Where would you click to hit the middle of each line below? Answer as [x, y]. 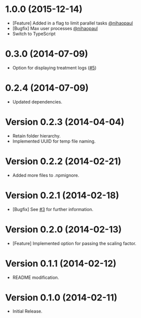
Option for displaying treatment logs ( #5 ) [54, 67]
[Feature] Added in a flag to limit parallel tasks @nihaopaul [73, 23]
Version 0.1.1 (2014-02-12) [61, 263]
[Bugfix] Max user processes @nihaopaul [55, 28]
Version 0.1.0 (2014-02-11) [61, 297]
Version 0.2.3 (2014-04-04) [65, 122]
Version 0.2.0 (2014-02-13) [63, 229]
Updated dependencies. [37, 101]
